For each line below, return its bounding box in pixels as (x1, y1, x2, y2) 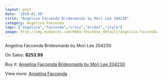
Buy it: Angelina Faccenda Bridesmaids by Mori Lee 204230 (5, 61, 125, 67)
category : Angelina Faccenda (5, 20, 64, 26)
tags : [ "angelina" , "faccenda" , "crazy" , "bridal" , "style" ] (5, 25, 123, 30)
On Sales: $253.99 (5, 52, 43, 58)
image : (5, 29, 18, 34)
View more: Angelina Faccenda (5, 71, 67, 76)
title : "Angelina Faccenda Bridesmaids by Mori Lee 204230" (5, 16, 130, 21)
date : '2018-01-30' (5, 12, 45, 16)
